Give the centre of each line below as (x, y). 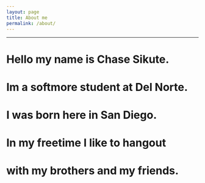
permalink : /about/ (31, 23)
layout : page (23, 12)
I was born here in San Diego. (82, 115)
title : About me (27, 18)
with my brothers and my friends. (92, 171)
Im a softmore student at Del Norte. (97, 87)
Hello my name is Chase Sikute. (88, 59)
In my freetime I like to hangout (86, 143)
